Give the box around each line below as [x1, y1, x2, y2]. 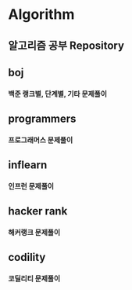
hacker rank [8, 204, 68, 218]
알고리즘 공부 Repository [8, 39, 125, 52]
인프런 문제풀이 [8, 181, 55, 190]
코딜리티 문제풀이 [8, 273, 61, 283]
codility [8, 250, 46, 264]
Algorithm [8, 6, 75, 24]
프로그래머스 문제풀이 [8, 135, 73, 145]
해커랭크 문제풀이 [8, 227, 61, 237]
